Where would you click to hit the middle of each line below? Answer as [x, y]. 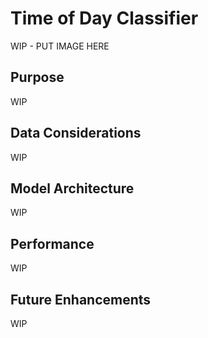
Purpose [37, 77]
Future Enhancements [81, 299]
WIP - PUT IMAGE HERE [60, 46]
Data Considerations [76, 133]
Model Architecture [72, 188]
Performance [52, 243]
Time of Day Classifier [104, 18]
